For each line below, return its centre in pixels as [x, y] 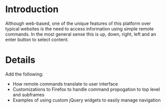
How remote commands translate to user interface [65, 84]
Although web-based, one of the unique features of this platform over [78, 23]
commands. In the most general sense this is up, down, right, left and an [81, 34]
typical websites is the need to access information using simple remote [79, 28]
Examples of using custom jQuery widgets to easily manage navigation [87, 100]
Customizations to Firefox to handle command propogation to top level [86, 89]
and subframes [28, 94]
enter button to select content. [37, 40]
